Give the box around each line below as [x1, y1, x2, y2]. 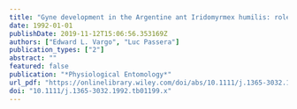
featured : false [9, 62, 69, 71]
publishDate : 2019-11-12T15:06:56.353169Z [9, 29, 168, 38]
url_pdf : [9, 78, 42, 87]
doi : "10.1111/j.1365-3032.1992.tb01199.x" [9, 86, 172, 95]
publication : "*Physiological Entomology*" [9, 70, 172, 79]
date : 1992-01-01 [9, 21, 73, 30]
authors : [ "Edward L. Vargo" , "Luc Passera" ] [9, 37, 179, 47]
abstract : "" [9, 54, 57, 62]
